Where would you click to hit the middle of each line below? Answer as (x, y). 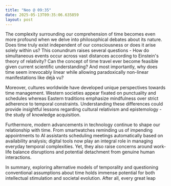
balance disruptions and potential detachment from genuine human (84, 152)
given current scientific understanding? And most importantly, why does (81, 67)
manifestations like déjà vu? (35, 78)
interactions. (18, 157)
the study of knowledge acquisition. (43, 115)
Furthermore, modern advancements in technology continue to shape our (83, 125)
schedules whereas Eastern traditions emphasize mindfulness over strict (82, 98)
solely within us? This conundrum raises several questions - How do (77, 50)
